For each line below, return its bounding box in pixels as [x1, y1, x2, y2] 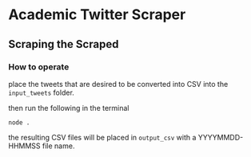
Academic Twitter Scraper [8, 6, 186, 24]
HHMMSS [8, 141, 42, 151]
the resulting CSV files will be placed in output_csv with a [8, 132, 197, 142]
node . [8, 118, 30, 127]
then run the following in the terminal [8, 103, 129, 112]
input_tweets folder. [8, 88, 74, 97]
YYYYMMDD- [197, 132, 244, 142]
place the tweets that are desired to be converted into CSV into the [8, 79, 229, 88]
